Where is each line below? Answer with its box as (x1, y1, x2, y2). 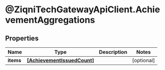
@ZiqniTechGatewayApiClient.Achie (5, 4, 161, 15)
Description (99, 49, 128, 55)
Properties (5, 34, 39, 42)
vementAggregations (5, 14, 95, 26)
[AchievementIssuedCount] (26, 57, 94, 64)
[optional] (132, 57, 156, 64)
